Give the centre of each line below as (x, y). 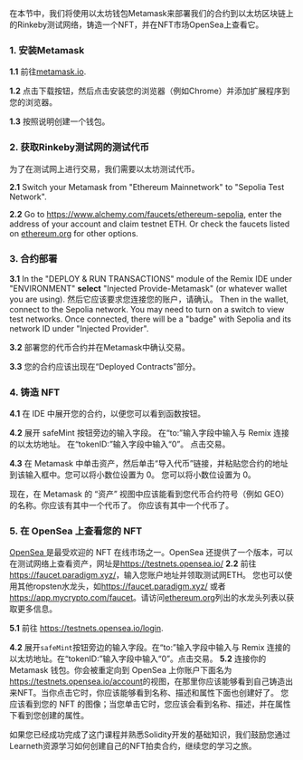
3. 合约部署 (33, 258)
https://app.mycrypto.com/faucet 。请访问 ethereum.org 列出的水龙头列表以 (148, 598)
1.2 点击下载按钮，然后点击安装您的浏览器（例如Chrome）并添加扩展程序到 (150, 91)
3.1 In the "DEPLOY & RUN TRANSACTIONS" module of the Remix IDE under (151, 278)
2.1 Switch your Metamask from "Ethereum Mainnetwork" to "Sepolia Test (147, 187)
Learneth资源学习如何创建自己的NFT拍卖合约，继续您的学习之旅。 (133, 746)
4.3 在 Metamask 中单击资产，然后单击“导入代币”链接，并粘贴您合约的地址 (149, 464)
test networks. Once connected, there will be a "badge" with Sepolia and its (151, 319)
